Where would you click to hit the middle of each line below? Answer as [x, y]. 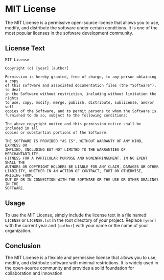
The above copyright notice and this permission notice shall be [73, 124]
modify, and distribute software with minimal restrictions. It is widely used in [82, 263]
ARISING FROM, [20, 175]
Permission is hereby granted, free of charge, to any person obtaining [81, 77]
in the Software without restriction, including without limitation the [81, 94]
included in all [22, 128]
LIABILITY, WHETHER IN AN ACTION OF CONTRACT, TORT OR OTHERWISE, [74, 171]
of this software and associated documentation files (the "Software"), [81, 85]
